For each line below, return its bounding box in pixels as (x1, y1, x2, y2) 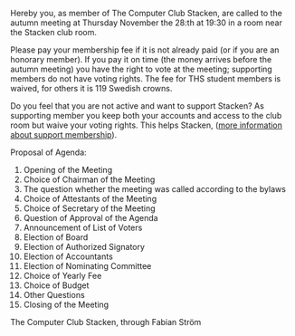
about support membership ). (10, 130, 118, 139)
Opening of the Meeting (23, 165, 112, 175)
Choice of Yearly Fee (23, 271, 102, 281)
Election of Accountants (23, 251, 114, 262)
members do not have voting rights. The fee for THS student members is (10, 73, 281, 84)
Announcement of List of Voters (23, 222, 143, 233)
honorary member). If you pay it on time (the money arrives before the (10, 54, 272, 64)
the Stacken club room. (10, 27, 98, 37)
